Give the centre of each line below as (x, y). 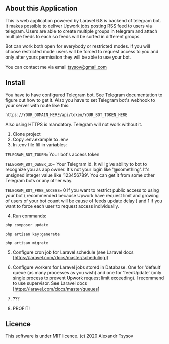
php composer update (27, 225)
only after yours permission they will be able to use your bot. (68, 57)
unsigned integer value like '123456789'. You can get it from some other (80, 175)
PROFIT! (21, 308)
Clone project (27, 134)
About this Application (41, 8)
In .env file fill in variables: (40, 145)
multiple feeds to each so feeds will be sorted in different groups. (73, 36)
